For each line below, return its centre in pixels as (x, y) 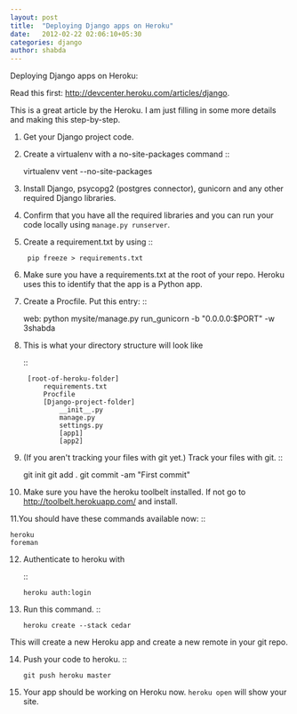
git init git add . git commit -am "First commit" (106, 475)
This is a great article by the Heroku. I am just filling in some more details (143, 110)
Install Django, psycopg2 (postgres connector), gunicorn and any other (153, 189)
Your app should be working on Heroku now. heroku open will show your (155, 692)
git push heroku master (67, 676)
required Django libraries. (69, 198)
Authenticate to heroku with (74, 559)
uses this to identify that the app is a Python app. (112, 285)
